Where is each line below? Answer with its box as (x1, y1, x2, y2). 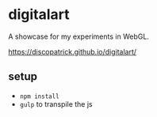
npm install (19, 92, 59, 100)
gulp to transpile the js (19, 99, 93, 108)
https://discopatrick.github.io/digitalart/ (8, 47, 137, 56)
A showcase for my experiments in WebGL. (8, 32, 149, 41)
